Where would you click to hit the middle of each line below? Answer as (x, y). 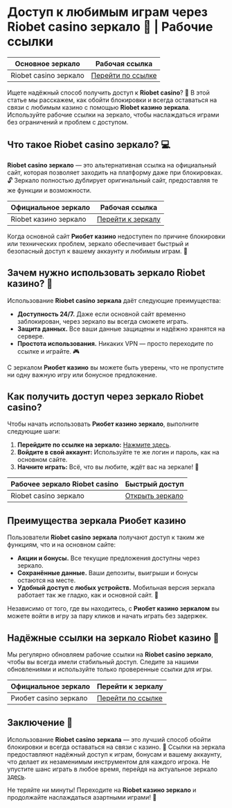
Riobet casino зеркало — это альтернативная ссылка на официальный (112, 165)
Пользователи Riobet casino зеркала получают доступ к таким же (106, 537)
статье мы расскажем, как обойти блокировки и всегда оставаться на (112, 100)
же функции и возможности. (50, 190)
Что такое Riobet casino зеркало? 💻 (89, 145)
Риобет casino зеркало (49, 698)
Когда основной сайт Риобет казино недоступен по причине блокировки (116, 236)
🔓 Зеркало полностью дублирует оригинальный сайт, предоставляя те (113, 180)
